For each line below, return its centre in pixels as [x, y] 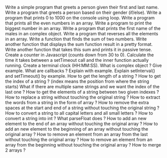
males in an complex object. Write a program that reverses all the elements [82, 34]
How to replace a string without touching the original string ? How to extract [83, 97]
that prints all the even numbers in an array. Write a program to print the [79, 23]
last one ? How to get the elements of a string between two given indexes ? [82, 92]
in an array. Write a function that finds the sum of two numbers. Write [76, 39]
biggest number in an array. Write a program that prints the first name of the [83, 28]
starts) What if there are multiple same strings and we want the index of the [83, 86]
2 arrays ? [15, 150]
